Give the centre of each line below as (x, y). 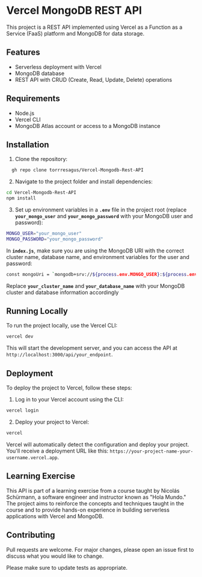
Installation (28, 145)
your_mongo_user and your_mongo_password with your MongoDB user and (104, 216)
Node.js (25, 113)
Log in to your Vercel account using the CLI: (69, 400)
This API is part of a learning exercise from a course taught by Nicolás (93, 490)
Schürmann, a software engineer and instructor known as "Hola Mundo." (96, 497)
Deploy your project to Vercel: (52, 422)
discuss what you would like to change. (55, 556)
